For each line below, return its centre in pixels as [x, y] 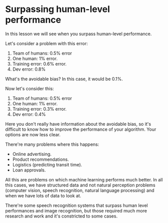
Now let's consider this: [30, 88]
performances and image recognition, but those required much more [76, 210]
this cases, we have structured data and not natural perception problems [80, 185]
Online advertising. [32, 154]
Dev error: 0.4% [29, 114]
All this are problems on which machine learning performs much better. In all [84, 179]
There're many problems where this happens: [52, 144]
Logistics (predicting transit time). [47, 164]
